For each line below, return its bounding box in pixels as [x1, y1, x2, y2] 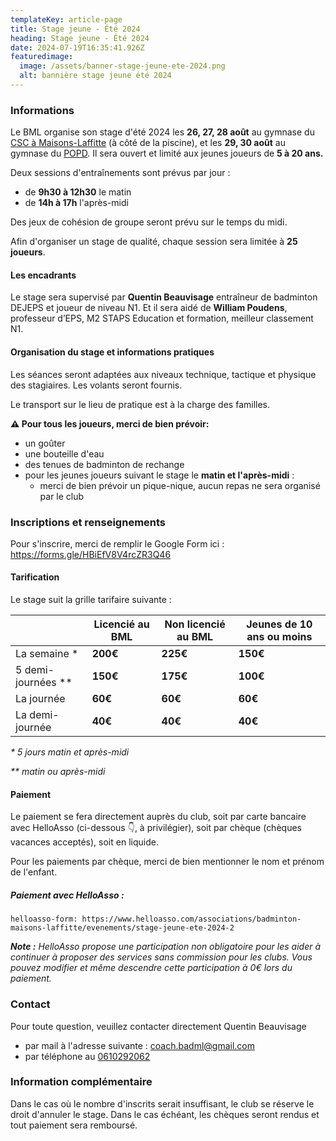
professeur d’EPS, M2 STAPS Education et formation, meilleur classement [10, 312, 314, 325]
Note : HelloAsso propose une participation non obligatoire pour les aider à [10, 941, 322, 953]
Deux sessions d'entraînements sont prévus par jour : [10, 167, 231, 179]
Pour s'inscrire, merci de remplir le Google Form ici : [10, 537, 225, 550]
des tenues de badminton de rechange [24, 458, 185, 470]
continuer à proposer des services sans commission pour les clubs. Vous [10, 951, 313, 963]
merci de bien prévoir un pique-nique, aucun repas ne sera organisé [39, 479, 321, 491]
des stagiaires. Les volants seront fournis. [10, 379, 183, 391]
